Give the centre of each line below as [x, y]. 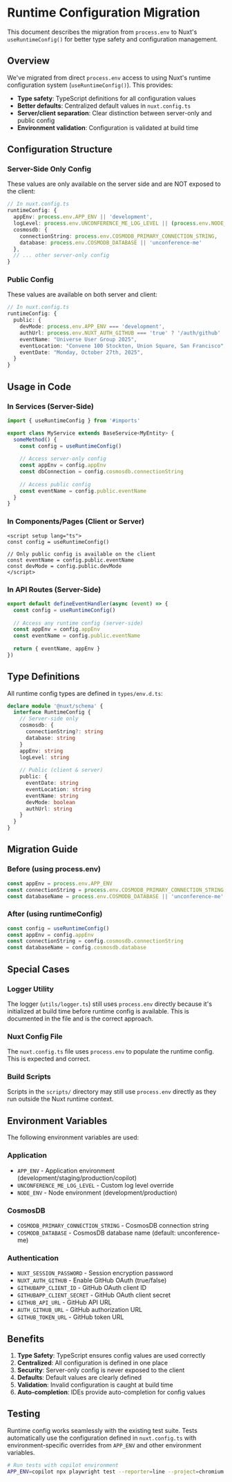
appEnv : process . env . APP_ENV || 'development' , [83, 217]
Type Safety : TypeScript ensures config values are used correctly [111, 1355]
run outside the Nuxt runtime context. [60, 1099]
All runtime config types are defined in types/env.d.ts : [85, 693]
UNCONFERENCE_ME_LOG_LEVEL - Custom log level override [95, 1185]
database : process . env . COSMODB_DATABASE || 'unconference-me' [111, 243]
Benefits [26, 1339]
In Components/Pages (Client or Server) [76, 522]
